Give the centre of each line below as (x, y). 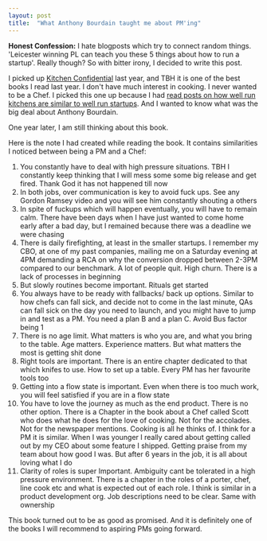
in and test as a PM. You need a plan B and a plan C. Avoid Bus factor (133, 318)
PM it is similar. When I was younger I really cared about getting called (135, 437)
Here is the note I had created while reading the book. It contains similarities (133, 142)
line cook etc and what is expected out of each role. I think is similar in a (138, 488)
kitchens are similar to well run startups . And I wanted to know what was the (133, 103)
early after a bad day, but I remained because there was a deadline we (135, 226)
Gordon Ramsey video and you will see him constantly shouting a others (138, 200)
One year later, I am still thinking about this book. (88, 127)
